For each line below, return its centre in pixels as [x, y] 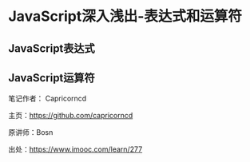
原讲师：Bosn [31, 132]
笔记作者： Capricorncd [48, 99]
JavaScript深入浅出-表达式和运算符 [125, 16]
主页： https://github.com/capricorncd [71, 116]
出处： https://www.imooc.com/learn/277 [75, 149]
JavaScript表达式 [52, 48]
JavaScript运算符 [52, 78]
